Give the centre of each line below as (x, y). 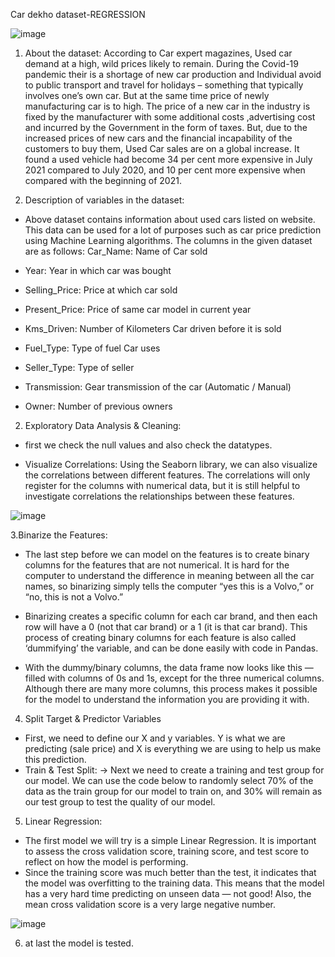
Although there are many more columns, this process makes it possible (171, 688)
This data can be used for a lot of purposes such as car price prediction (173, 230)
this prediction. (55, 759)
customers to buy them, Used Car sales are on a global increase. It (162, 148)
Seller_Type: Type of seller (79, 367)
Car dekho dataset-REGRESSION (78, 14)
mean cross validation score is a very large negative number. (150, 904)
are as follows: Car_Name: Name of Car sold (116, 251)
